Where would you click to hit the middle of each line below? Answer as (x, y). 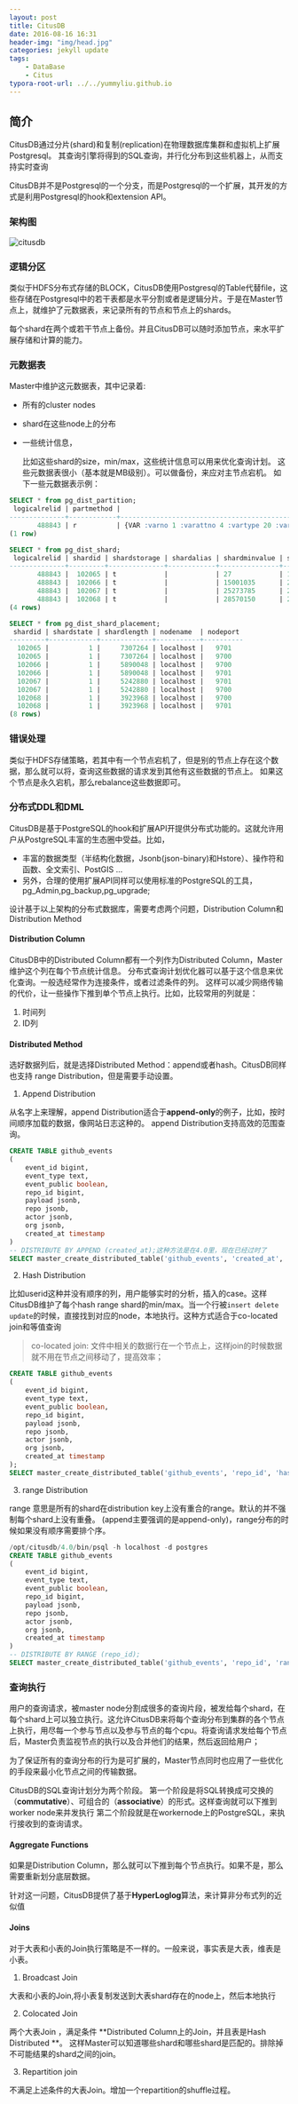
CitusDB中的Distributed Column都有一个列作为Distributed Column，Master (146, 960)
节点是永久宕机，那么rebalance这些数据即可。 (101, 782)
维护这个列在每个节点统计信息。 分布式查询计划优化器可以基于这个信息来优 (146, 971)
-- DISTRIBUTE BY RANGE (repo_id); (75, 1655)
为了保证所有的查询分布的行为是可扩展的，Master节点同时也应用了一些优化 (146, 1760)
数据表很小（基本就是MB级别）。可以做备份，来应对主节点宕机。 (155, 472)
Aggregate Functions (49, 1845)
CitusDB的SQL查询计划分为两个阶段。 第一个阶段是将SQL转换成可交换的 (141, 1790)
